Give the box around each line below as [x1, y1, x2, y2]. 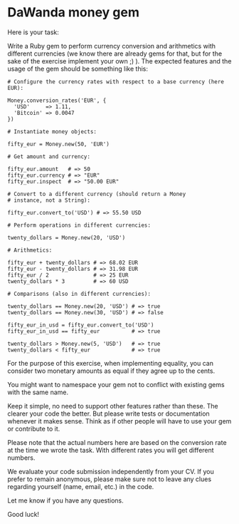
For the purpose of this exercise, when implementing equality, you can [7, 359, 213, 367]
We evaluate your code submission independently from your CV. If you [7, 467, 215, 476]
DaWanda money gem [7, 4, 140, 21]
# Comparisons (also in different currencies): [7, 290, 152, 297]
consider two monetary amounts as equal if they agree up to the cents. [7, 366, 216, 375]
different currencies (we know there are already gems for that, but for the [7, 49, 223, 58]
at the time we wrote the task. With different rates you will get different [7, 446, 215, 454]
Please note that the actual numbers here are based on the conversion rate [7, 438, 227, 446]
